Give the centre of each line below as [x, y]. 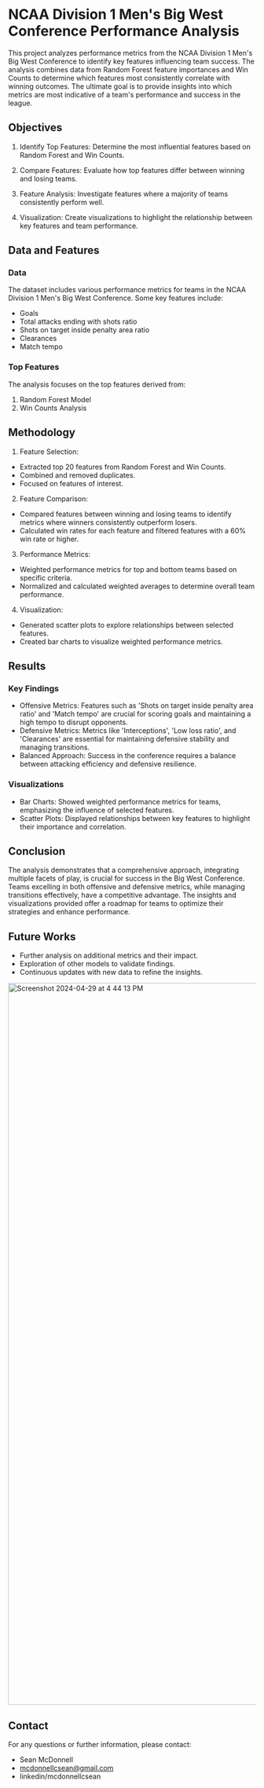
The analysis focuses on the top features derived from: [97, 384]
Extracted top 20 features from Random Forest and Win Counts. [123, 467]
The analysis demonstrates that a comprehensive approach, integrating [124, 870]
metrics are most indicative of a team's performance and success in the [125, 94]
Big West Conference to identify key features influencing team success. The [132, 61]
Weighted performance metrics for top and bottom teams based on [128, 569]
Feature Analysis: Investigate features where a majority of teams [124, 193]
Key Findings [33, 688]
